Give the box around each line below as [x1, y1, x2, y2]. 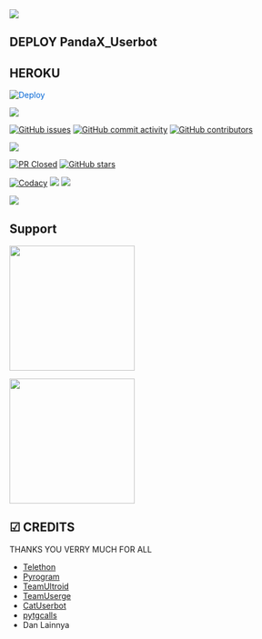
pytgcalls [22, 609, 57, 621]
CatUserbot [22, 600, 66, 611]
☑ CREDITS [9, 520, 76, 535]
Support [9, 221, 57, 236]
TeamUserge [22, 590, 71, 601]
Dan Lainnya [22, 619, 70, 630]
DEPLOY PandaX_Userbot [9, 35, 157, 50]
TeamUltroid [22, 581, 70, 592]
